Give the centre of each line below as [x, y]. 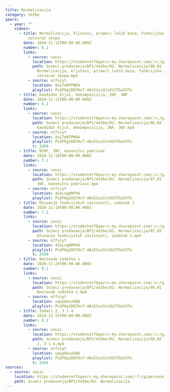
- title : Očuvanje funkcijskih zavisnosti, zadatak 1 [77, 203]
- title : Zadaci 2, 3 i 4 [46, 311]
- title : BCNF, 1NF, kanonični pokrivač [62, 151]
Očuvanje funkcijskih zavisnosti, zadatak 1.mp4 [89, 236]
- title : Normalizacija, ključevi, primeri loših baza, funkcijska [91, 33]
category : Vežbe [22, 15]
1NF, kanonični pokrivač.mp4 [68, 184]
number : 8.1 [36, 269]
